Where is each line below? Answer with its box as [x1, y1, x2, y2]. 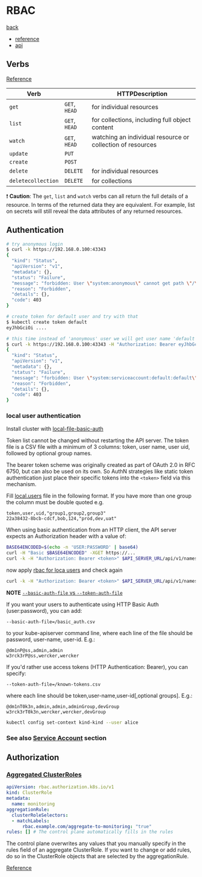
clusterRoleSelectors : [11, 812, 69, 818]
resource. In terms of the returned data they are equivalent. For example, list [6, 201, 195, 208]
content [91, 123, 114, 131]
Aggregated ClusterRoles [6, 770, 82, 779]
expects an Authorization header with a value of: [6, 533, 127, 540]
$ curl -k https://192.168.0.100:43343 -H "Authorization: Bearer [6, 341, 176, 347]
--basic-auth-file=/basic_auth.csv [6, 619, 96, 625]
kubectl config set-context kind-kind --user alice [6, 719, 138, 726]
